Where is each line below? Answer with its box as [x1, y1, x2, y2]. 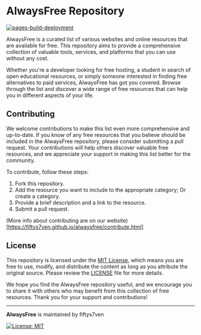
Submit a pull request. [14, 205, 69, 212]
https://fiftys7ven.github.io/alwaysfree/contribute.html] [8, 223, 144, 230]
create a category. [14, 193, 60, 200]
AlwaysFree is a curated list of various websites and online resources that [6, 35, 188, 42]
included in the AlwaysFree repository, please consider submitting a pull [6, 138, 184, 145]
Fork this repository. [14, 179, 65, 187]
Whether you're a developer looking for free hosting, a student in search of [6, 66, 191, 73]
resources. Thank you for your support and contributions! [6, 293, 148, 300]
